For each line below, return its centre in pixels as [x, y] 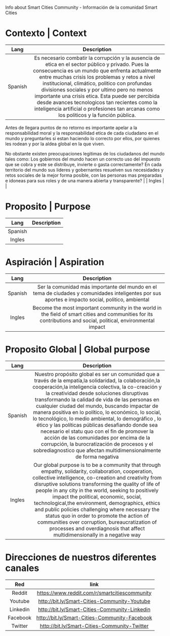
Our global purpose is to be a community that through [97, 465]
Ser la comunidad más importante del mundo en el [97, 287]
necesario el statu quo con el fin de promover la [97, 431]
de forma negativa [97, 457]
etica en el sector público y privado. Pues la [97, 64]
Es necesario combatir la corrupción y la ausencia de [97, 58]
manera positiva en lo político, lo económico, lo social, [97, 412]
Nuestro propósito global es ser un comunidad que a [97, 374]
